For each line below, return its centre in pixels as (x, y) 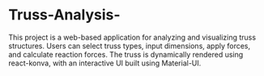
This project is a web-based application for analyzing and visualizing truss (132, 37)
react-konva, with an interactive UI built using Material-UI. (105, 63)
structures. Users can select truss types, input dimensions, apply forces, (130, 45)
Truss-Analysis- (64, 15)
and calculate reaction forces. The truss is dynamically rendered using (126, 54)
